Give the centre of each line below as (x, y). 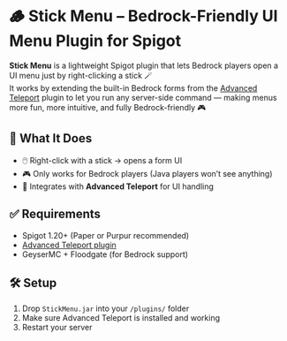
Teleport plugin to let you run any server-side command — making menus (143, 97)
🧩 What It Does (51, 138)
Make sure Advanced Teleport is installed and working (121, 318)
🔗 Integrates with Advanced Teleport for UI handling (118, 186)
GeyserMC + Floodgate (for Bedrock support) (105, 254)
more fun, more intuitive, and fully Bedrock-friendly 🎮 (107, 107)
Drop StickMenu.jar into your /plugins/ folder (106, 308)
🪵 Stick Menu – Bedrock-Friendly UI (143, 16)
